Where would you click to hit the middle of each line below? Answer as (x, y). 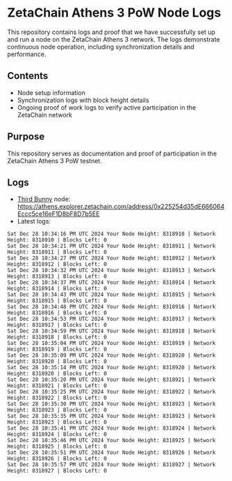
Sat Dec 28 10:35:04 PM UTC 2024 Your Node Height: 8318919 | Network (111, 344)
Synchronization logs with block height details (83, 100)
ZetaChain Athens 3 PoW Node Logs (114, 13)
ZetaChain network (45, 115)
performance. (27, 54)
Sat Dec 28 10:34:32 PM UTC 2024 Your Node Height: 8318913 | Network (111, 271)
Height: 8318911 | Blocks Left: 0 (57, 252)
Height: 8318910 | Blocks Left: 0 (57, 240)
